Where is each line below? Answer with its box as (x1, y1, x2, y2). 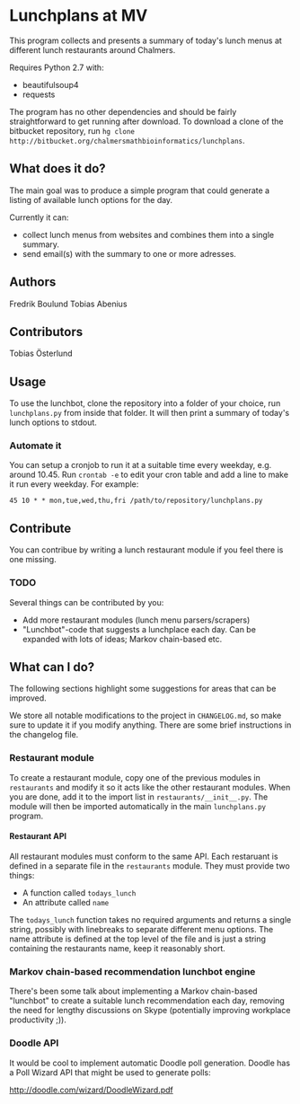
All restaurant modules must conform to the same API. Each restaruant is (9, 851, 278, 861)
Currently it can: (9, 212, 69, 223)
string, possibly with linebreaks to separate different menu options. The (9, 923, 274, 934)
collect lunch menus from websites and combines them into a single (22, 229, 275, 240)
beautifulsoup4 (22, 79, 79, 90)
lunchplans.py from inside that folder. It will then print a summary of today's (9, 408, 290, 419)
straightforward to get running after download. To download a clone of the (9, 116, 284, 127)
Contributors (9, 324, 84, 340)
